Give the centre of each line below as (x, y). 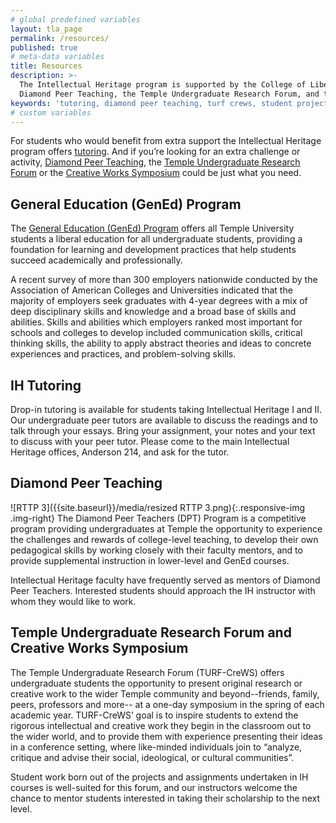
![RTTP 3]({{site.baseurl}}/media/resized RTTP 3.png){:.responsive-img (157, 507)
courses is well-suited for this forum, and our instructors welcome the (154, 787)
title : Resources (46, 66)
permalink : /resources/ (60, 38)
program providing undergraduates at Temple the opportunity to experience (166, 528)
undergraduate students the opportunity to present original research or (156, 683)
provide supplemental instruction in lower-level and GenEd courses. (150, 560)
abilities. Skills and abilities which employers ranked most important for (156, 322)
